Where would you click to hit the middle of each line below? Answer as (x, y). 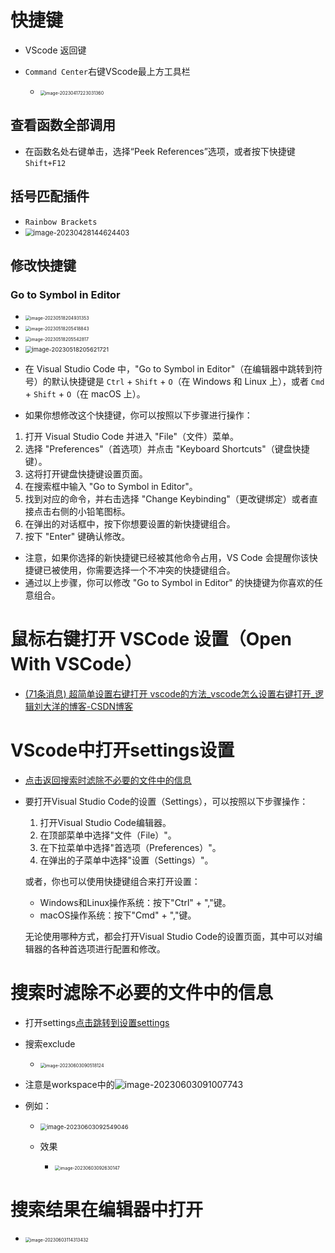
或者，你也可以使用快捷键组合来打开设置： (112, 882)
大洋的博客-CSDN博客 (88, 707)
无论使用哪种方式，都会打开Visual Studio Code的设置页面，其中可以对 (169, 937)
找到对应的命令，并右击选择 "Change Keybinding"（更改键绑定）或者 (167, 499)
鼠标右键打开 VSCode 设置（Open (151, 639)
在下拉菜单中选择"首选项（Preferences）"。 (130, 848)
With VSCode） (76, 664)
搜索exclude (50, 1044)
